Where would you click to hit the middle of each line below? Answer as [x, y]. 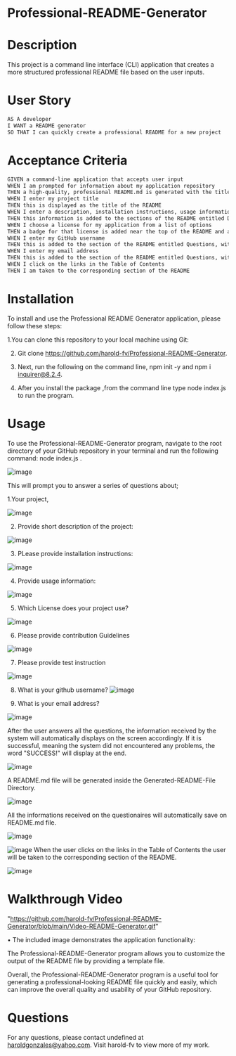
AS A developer [29, 120]
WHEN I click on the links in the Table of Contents [86, 264]
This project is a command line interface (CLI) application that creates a [111, 65]
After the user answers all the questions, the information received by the [112, 730]
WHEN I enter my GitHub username [56, 238]
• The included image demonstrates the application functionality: [101, 939]
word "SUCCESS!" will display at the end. [67, 753]
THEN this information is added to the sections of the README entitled [116, 218]
